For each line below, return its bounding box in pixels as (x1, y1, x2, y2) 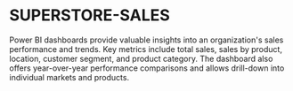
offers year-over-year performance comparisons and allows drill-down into (9, 63, 285, 73)
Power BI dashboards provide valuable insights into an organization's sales (9, 34, 284, 45)
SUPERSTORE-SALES (9, 5, 171, 26)
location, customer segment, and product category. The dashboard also (9, 53, 273, 64)
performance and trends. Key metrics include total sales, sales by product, (9, 43, 283, 54)
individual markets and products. (9, 72, 130, 82)
